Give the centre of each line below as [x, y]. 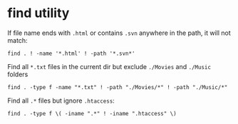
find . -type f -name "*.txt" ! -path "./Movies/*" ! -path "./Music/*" [118, 87]
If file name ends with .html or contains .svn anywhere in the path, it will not [119, 33]
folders [18, 74]
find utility [38, 13]
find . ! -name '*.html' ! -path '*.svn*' [71, 53]
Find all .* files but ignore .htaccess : [61, 100]
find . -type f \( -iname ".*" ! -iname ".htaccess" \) [92, 113]
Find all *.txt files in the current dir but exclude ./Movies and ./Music [109, 66]
